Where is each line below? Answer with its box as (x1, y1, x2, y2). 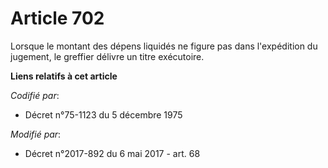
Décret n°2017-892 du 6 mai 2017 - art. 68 (24, 147, 201, 159)
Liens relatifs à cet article (10, 70, 118, 82)
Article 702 (10, 7, 105, 30)
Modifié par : (10, 128, 62, 140)
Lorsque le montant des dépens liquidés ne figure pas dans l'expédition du (10, 40, 318, 52)
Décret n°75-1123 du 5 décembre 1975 (24, 108, 183, 121)
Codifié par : (10, 89, 60, 101)
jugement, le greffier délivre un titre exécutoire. (10, 50, 205, 62)
